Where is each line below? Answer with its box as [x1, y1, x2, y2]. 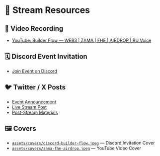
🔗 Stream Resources [4, 4, 90, 16]
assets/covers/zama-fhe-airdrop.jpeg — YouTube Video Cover [11, 145, 142, 151]
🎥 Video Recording [4, 24, 64, 33]
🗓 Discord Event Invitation [4, 52, 87, 61]
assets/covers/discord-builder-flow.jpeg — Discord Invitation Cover [11, 140, 155, 146]
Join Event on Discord [11, 68, 58, 74]
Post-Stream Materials [11, 109, 58, 115]
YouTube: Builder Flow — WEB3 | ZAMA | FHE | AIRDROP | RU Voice [11, 37, 152, 43]
